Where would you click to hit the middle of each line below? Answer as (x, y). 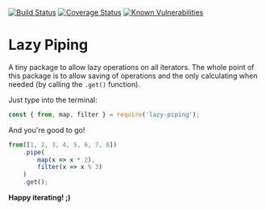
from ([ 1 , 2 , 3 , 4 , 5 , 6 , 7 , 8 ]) (63, 145)
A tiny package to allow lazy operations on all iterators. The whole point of (131, 67)
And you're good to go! (47, 130)
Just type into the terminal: (53, 100)
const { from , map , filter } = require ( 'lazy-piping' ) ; (104, 114)
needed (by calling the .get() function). (75, 84)
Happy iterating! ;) (39, 198)
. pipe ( (34, 152)
